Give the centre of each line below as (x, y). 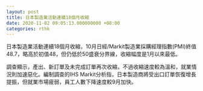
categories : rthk (28, 29)
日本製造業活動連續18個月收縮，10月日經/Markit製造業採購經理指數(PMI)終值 (101, 46)
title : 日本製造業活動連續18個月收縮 (48, 17)
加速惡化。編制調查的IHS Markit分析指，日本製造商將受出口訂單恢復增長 (106, 74)
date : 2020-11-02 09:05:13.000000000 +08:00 (63, 23)
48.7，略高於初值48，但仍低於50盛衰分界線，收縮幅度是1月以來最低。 (94, 54)
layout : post (23, 12)
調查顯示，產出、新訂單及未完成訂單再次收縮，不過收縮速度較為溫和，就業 (99, 67)
